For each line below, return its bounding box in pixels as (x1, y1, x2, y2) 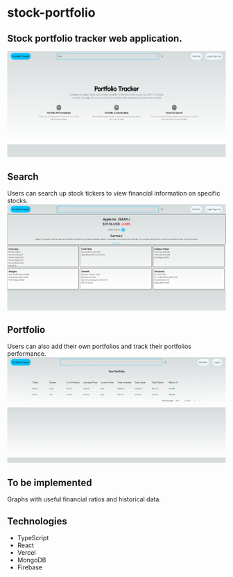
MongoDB (17, 556, 46, 565)
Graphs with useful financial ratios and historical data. (7, 495, 162, 503)
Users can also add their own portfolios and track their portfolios (7, 342, 192, 351)
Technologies (7, 515, 68, 527)
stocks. (7, 196, 28, 205)
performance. (7, 350, 46, 358)
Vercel (17, 549, 36, 557)
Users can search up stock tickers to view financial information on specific (7, 189, 221, 198)
